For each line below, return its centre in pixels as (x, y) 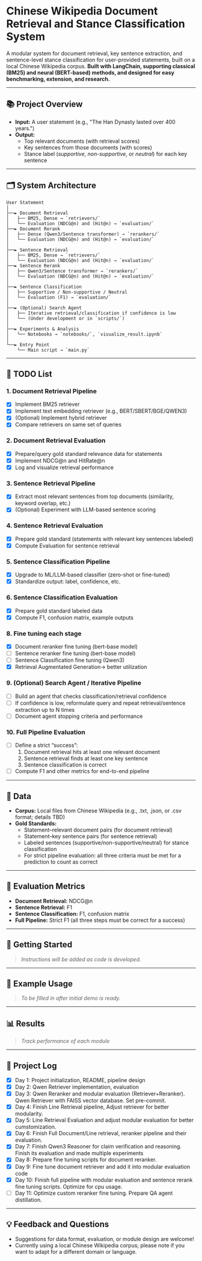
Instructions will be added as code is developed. (81, 959)
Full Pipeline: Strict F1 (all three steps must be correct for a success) (100, 920)
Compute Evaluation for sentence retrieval (67, 546)
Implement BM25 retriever (47, 404)
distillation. (28, 1200)
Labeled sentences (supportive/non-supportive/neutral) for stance (106, 842)
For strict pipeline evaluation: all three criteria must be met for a (103, 855)
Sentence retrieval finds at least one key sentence (86, 758)
